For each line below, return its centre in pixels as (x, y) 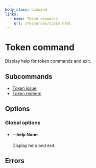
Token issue (24, 88)
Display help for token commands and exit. (48, 61)
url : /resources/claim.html (42, 23)
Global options (23, 123)
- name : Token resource (34, 19)
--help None (25, 134)
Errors (15, 160)
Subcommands (29, 76)
